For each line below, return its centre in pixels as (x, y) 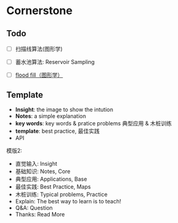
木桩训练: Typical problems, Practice (61, 194)
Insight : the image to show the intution (64, 109)
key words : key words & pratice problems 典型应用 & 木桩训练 (93, 123)
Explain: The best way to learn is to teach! (68, 201)
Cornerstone (39, 11)
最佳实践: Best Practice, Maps (53, 187)
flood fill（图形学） (39, 75)
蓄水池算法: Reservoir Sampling (55, 62)
